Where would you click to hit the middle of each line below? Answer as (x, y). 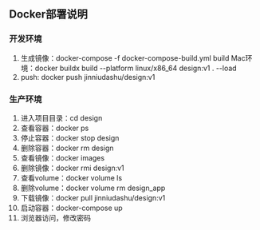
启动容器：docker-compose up (71, 208)
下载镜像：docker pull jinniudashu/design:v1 (93, 197)
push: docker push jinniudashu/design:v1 (88, 77)
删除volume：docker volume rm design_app (93, 188)
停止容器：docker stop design (70, 137)
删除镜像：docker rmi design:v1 (72, 168)
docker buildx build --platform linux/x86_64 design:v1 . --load (136, 68)
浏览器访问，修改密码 (55, 217)
